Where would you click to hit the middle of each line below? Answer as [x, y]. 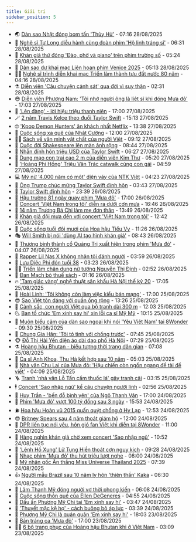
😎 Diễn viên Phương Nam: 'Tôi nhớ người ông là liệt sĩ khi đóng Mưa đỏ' [101, 99]
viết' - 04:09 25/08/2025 [45, 371]
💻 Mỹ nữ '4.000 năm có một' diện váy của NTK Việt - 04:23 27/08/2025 [102, 177]
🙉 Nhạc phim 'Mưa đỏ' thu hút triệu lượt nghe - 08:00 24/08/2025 [94, 456]
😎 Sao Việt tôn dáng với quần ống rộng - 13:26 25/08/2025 [86, 300]
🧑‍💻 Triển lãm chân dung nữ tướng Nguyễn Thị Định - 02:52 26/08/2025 [101, 269]
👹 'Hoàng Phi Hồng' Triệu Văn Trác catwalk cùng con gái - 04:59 [93, 164]
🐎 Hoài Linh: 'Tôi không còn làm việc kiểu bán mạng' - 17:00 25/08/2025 [102, 294]
